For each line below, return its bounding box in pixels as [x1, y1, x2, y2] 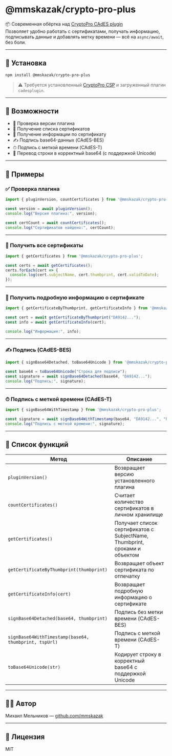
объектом [114, 551, 139, 559]
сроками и [114, 545, 141, 552]
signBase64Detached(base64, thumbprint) [8, 615, 107, 621]
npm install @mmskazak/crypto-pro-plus [5, 72, 91, 77]
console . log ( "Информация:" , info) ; [5, 329, 81, 334]
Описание [126, 455, 153, 463]
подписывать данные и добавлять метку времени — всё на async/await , [5, 33, 164, 39]
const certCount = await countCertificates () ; [5, 220, 106, 225]
